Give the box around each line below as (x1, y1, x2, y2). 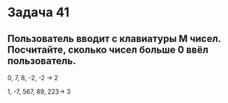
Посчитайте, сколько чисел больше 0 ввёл (7, 43, 209, 55)
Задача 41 (7, 4, 70, 21)
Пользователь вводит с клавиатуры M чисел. (7, 33, 222, 45)
